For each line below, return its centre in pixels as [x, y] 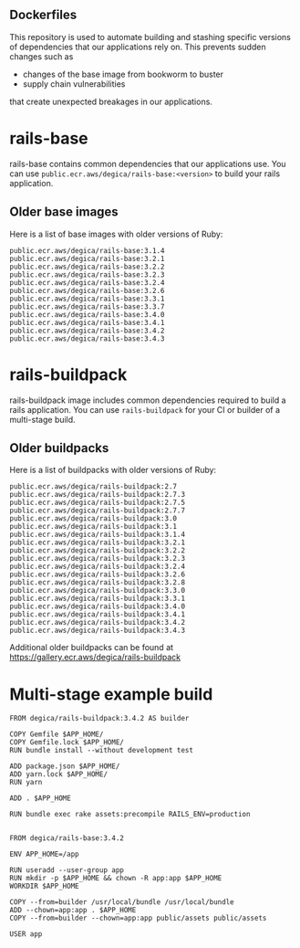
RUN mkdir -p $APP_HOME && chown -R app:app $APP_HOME [116, 879]
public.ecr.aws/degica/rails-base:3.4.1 [88, 322]
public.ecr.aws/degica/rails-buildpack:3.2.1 [97, 542]
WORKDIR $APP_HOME [44, 886]
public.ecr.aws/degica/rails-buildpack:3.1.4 [97, 535]
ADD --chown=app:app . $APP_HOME [73, 911]
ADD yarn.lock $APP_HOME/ [58, 774]
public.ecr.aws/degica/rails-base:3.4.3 [88, 338]
